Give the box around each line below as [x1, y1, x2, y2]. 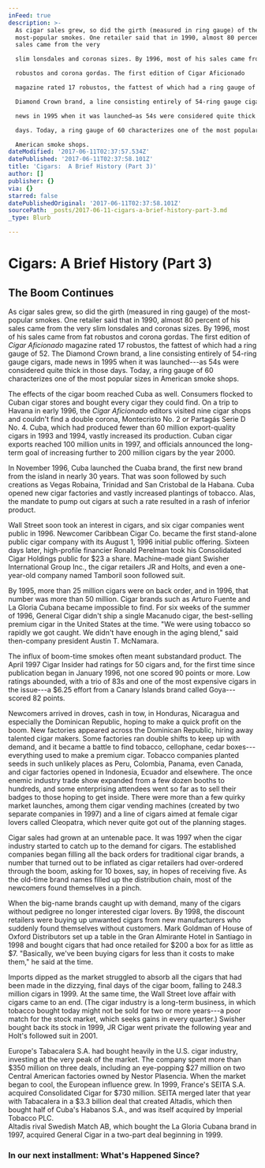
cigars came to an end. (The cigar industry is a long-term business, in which [8, 998, 256, 1006]
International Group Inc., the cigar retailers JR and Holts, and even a [8, 562, 229, 572]
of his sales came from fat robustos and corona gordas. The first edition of [8, 332, 251, 341]
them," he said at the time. [8, 957, 93, 966]
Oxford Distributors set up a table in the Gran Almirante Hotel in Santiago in [8, 932, 252, 941]
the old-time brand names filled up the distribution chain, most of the [8, 875, 233, 884]
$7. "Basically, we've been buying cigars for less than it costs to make [8, 949, 235, 958]
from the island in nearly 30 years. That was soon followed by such [8, 472, 226, 481]
